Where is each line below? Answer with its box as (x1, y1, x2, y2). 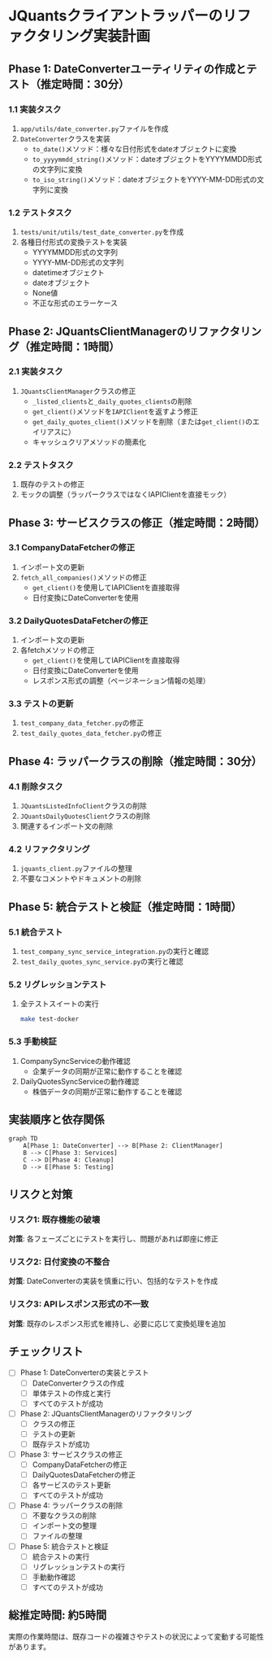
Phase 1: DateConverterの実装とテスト (19, 1368, 149, 1377)
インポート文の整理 (32, 1521, 97, 1530)
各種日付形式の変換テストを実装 (19, 237, 127, 247)
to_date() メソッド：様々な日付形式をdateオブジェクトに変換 (32, 143, 237, 154)
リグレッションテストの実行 (32, 1561, 126, 1571)
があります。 (8, 1641, 51, 1652)
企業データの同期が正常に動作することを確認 (32, 1066, 183, 1076)
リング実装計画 (50, 27, 150, 46)
